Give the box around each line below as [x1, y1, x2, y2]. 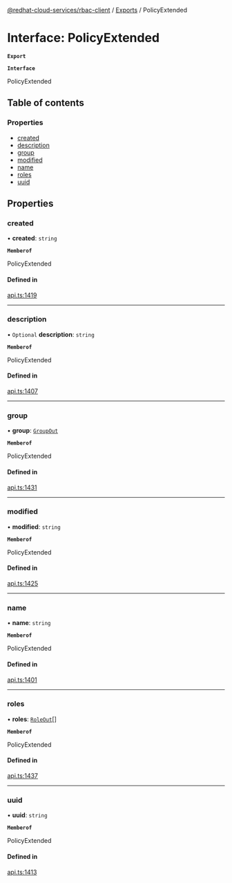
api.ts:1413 [7, 868, 37, 876]
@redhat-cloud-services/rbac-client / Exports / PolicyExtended [7, 6, 188, 14]
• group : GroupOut [7, 427, 59, 435]
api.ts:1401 [7, 676, 37, 684]
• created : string [7, 234, 57, 243]
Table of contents [7, 97, 84, 109]
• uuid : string [7, 811, 48, 819]
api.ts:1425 [7, 579, 39, 588]
